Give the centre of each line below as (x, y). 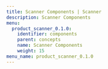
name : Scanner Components (50, 46)
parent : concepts (39, 40)
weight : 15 (31, 51)
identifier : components (47, 34)
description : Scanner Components (49, 17)
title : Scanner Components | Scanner (54, 12)
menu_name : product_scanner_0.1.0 (50, 56)
